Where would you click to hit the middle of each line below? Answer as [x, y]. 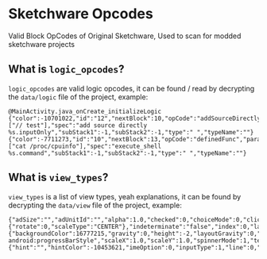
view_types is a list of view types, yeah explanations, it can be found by [125, 196]
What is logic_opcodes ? [66, 70]
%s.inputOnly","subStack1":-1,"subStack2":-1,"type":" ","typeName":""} [131, 132]
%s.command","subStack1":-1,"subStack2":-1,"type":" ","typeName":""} [128, 153]
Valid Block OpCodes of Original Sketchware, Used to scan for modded [125, 36]
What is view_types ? [58, 178]
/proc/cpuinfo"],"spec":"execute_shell [95, 146]
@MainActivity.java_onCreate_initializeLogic [85, 111]
